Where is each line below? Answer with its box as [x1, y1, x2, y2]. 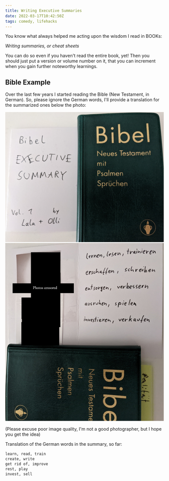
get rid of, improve [5, 461, 49, 466]
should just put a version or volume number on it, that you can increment [5, 58, 156, 64]
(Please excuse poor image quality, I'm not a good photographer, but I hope [5, 426, 162, 432]
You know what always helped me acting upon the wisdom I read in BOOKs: [5, 33, 162, 39]
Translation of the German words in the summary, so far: [5, 441, 122, 447]
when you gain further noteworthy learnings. [5, 63, 98, 70]
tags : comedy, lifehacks [5, 19, 57, 24]
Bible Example [5, 78, 51, 87]
